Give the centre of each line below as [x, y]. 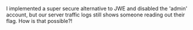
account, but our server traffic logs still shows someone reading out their [96, 15]
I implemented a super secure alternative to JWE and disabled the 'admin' [97, 9]
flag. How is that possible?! [39, 21]
